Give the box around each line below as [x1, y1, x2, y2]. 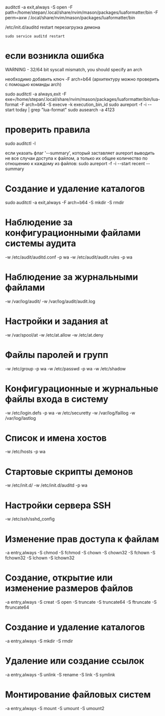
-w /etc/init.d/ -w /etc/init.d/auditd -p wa [5, 482, 88, 489]
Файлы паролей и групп [5, 349, 108, 360]
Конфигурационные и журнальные [5, 383, 159, 394]
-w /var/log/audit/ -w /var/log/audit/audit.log [5, 298, 96, 304]
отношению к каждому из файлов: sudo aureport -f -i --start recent [5, 160, 145, 166]
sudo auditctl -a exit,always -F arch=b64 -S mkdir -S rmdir [5, 199, 125, 205]
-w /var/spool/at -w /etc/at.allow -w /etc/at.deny [5, 332, 103, 338]
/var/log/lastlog [5, 415, 36, 421]
